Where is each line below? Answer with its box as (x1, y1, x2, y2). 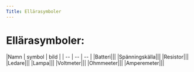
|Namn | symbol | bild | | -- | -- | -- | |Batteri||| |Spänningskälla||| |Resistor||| (6, 53, 189, 60)
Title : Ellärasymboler (6, 8, 62, 15)
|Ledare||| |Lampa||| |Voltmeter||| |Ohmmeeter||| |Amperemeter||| (6, 59, 165, 66)
